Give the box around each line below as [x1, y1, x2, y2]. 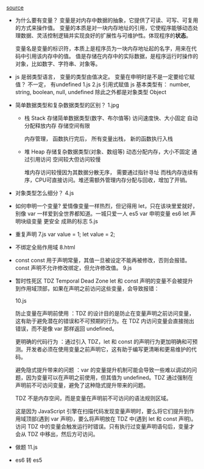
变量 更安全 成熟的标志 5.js [31, 218, 99, 224]
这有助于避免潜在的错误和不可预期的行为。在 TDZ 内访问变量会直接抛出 [15, 317, 195, 325]
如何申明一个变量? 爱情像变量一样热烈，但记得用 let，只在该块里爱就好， [15, 202, 198, 209]
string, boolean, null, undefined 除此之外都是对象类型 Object [15, 89, 166, 95]
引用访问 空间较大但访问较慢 [29, 156, 101, 163]
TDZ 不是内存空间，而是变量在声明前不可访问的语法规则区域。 [15, 394, 172, 402]
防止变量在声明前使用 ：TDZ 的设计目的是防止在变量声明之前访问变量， [15, 310, 195, 317]
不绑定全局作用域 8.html [15, 243, 76, 251]
